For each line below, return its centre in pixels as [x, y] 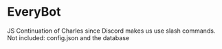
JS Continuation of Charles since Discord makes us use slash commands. [111, 31]
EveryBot [34, 12]
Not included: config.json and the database [68, 37]
